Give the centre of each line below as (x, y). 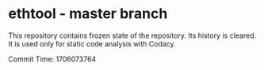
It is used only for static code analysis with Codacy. (92, 43)
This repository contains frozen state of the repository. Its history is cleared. (132, 35)
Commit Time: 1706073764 (52, 59)
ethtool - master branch (88, 14)
